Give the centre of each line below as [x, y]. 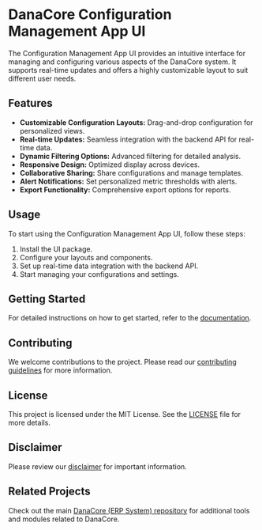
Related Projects [49, 492]
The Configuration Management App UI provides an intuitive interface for [127, 53]
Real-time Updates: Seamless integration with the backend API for [128, 139]
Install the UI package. [56, 249]
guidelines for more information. [60, 370]
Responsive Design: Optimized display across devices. [110, 165]
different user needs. [42, 78]
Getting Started [47, 299]
